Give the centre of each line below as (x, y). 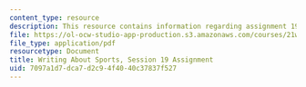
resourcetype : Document (55, 52)
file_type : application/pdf (63, 43)
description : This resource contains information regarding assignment (148, 26)
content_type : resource (55, 18)
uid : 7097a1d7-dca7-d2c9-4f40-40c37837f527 (93, 69)
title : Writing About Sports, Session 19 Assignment (112, 60)
